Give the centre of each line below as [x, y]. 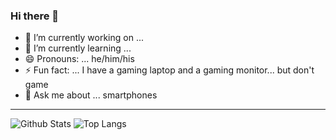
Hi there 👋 [35, 16]
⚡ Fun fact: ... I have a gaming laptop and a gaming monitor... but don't [169, 70]
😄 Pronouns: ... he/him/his [79, 59]
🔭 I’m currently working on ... [84, 38]
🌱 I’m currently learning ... [78, 48]
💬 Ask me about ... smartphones [91, 95]
